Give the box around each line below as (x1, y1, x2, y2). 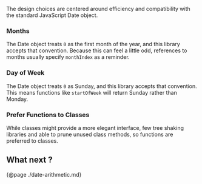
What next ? (6, 155, 53, 165)
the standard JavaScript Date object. (6, 12, 98, 19)
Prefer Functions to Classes (6, 111, 90, 119)
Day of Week (6, 69, 45, 77)
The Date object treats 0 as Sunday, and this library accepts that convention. (6, 82, 197, 90)
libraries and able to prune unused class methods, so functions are (6, 131, 173, 138)
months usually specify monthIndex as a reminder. (6, 53, 130, 61)
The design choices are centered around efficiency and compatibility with (6, 5, 191, 12)
